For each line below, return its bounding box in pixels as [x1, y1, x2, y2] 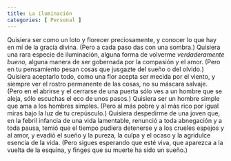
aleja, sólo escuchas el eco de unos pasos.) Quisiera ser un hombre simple [7, 94, 220, 102]
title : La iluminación [7, 10, 72, 17]
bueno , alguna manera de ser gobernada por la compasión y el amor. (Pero [7, 57, 221, 66]
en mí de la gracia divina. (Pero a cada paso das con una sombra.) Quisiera [7, 43, 221, 51]
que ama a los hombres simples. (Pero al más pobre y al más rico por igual [7, 102, 219, 110]
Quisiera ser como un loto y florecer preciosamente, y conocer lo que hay [7, 35, 217, 44]
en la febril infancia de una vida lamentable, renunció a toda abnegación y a [7, 116, 223, 124]
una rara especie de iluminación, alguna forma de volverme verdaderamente [7, 50, 225, 59]
